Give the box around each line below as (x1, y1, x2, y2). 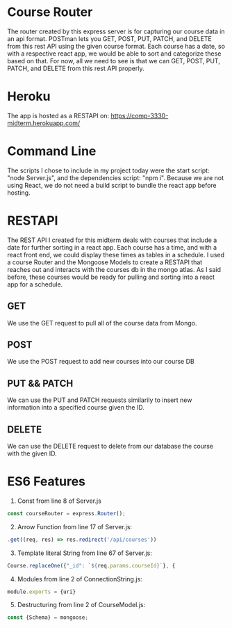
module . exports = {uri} (7, 588, 76, 595)
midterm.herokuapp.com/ (7, 119, 81, 127)
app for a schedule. (7, 280, 63, 289)
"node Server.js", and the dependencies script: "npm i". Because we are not (7, 173, 224, 182)
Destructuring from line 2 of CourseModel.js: (17, 601, 146, 609)
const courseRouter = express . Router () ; (7, 510, 126, 517)
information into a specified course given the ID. (7, 403, 144, 412)
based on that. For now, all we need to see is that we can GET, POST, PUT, (7, 56, 220, 65)
